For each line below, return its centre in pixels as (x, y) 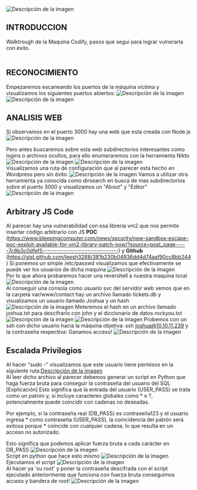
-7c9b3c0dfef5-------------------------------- (62, 251)
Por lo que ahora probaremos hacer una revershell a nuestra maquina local (97, 276)
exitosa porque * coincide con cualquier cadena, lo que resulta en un (90, 426)
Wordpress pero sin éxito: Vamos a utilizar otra (97, 174)
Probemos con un (165, 320)
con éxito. (18, 48)
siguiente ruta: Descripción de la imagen (54, 371)
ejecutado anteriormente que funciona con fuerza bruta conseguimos (91, 475)
